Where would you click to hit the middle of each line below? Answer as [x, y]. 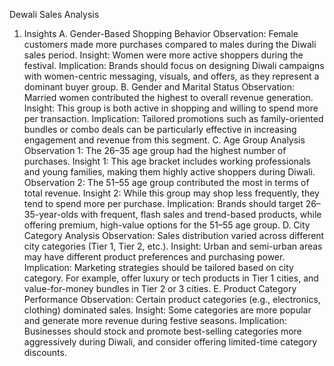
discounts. [45, 352]
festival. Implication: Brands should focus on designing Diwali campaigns [174, 65]
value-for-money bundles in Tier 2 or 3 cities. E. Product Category [160, 288]
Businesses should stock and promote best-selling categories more [162, 331]
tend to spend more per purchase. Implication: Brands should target [163, 203]
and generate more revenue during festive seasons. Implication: [155, 320]
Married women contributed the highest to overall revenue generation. [168, 97]
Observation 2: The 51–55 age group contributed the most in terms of [166, 182]
